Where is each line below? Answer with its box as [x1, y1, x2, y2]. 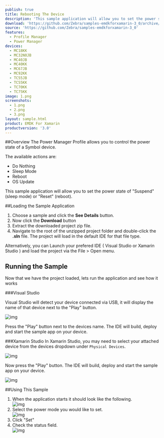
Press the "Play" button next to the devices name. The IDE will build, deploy [5, 324, 157, 330]
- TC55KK [9, 80, 27, 85]
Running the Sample [5, 262, 68, 270]
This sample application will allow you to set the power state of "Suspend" [5, 188, 155, 194]
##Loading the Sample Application [5, 203, 75, 209]
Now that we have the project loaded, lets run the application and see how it [5, 275, 158, 281]
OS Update [12, 179, 35, 185]
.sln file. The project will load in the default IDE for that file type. [12, 233, 141, 239]
